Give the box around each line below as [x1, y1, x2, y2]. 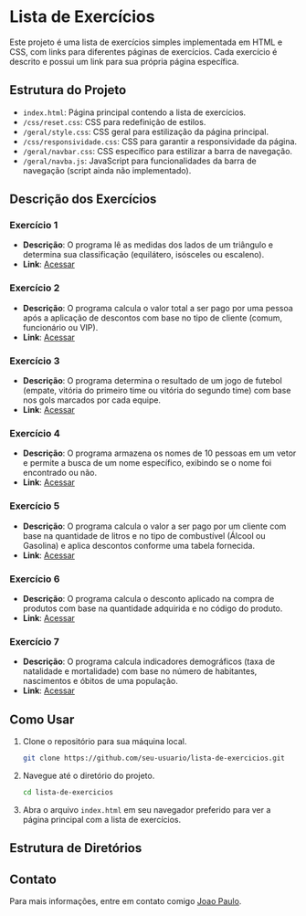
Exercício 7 [9, 635, 59, 648]
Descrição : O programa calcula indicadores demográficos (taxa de [22, 656, 276, 668]
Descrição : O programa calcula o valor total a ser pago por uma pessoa [22, 302, 294, 313]
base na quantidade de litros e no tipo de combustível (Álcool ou [22, 530, 266, 541]
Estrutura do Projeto [9, 82, 127, 98]
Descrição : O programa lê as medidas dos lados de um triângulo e [22, 239, 274, 250]
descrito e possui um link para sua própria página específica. [9, 56, 239, 67]
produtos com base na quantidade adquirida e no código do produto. [22, 603, 283, 614]
